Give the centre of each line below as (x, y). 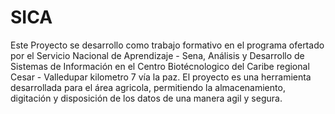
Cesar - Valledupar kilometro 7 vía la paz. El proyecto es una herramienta (161, 77)
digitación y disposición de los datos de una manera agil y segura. (146, 98)
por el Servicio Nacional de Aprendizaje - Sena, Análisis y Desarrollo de (157, 55)
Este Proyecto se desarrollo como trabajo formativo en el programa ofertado (167, 45)
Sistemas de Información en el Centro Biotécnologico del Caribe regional (160, 66)
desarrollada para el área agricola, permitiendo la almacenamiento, (148, 87)
